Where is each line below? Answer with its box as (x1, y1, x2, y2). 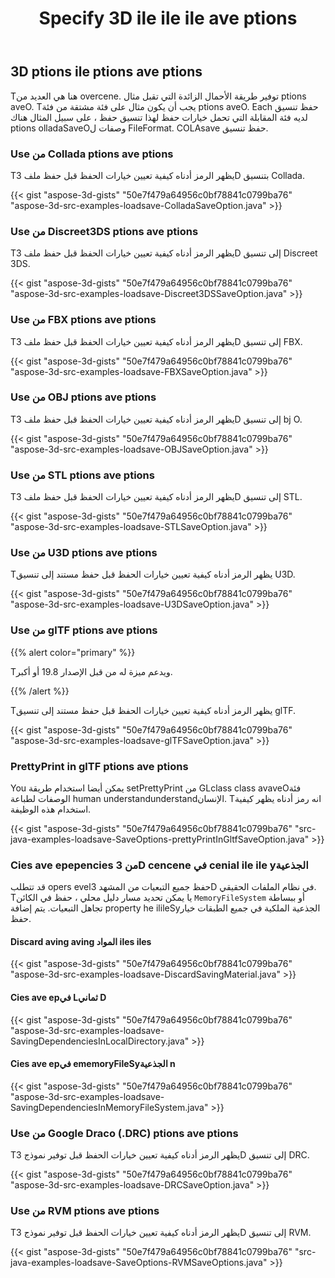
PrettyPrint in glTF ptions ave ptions (10, 759, 189, 773)
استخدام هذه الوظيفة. (10, 803, 92, 815)
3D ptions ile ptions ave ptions (10, 63, 203, 81)
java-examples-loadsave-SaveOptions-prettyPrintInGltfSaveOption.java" (10, 833, 310, 845)
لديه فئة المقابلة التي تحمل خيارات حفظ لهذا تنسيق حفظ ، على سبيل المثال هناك (10, 111, 308, 123)
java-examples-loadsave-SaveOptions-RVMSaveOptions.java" (10, 1257, 268, 1269)
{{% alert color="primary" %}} (10, 646, 136, 658)
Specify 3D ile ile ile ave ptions (38, 7, 298, 30)
